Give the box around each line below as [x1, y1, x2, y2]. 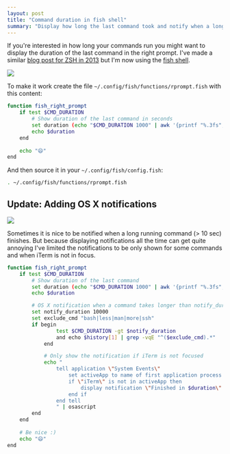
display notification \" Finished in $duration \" [80, 384, 222, 391]
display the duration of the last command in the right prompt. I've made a [7, 49, 213, 57]
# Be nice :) [19, 429, 57, 436]
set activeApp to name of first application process [68, 372, 222, 379]
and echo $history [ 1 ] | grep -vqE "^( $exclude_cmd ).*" [55, 333, 216, 341]
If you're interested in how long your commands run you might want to [7, 42, 205, 50]
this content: [7, 90, 42, 98]
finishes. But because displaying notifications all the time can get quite [7, 236, 207, 244]
